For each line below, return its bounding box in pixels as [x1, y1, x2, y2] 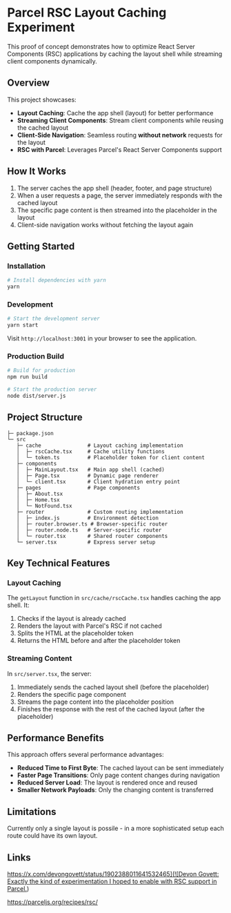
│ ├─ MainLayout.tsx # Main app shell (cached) [16, 466, 165, 473]
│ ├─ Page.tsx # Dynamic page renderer [16, 472, 159, 479]
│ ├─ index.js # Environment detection [16, 515, 159, 521]
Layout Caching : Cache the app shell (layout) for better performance [17, 108, 214, 117]
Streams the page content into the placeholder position [17, 698, 174, 706]
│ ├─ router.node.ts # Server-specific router [16, 526, 162, 533]
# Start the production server [7, 386, 97, 393]
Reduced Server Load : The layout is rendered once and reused [17, 778, 198, 787]
